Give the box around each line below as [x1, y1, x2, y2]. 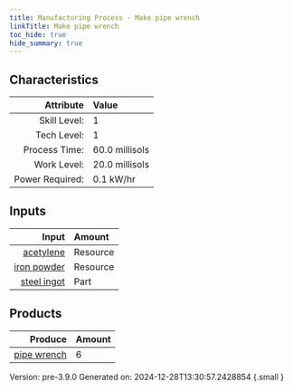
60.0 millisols [92, 144, 150, 157]
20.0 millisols [92, 158, 150, 171]
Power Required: [14, 173, 84, 186]
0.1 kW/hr [92, 173, 136, 186]
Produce [30, 332, 68, 345]
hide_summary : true [9, 38, 83, 48]
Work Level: [33, 158, 84, 171]
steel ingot [20, 275, 66, 288]
